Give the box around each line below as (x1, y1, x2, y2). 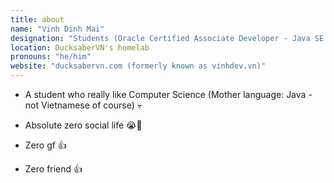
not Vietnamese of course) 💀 (24, 99, 142, 111)
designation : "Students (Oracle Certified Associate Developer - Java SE (10, 33, 325, 43)
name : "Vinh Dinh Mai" (10, 24, 105, 34)
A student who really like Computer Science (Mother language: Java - (24, 89, 313, 100)
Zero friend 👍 (24, 163, 83, 175)
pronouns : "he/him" (10, 52, 92, 62)
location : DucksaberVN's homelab (10, 42, 150, 53)
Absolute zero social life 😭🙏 (24, 119, 143, 131)
